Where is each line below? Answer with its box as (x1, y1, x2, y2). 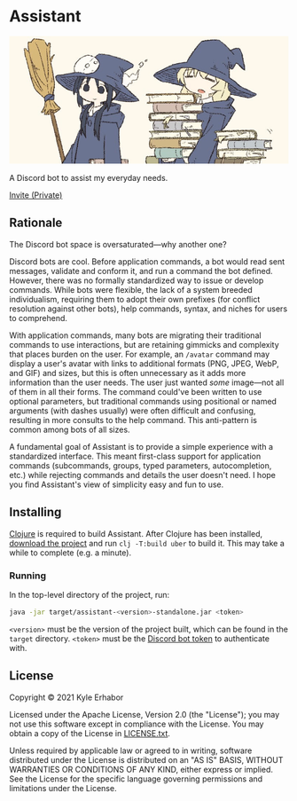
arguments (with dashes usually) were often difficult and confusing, (9, 405, 256, 416)
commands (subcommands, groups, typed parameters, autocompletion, (9, 459, 272, 471)
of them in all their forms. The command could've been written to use (9, 386, 262, 397)
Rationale (9, 216, 63, 231)
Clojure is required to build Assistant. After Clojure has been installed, (9, 528, 263, 538)
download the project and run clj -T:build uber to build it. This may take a (9, 538, 285, 548)
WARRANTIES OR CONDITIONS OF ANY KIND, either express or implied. (9, 764, 273, 774)
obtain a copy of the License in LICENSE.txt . (9, 727, 171, 738)
